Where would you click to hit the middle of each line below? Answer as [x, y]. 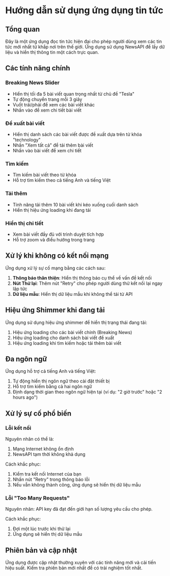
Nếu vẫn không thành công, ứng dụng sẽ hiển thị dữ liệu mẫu [77, 485]
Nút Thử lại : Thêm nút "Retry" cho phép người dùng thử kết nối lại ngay [88, 283]
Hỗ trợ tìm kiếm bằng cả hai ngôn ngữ [52, 387]
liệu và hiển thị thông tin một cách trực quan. [52, 52]
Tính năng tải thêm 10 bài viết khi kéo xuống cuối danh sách [75, 204]
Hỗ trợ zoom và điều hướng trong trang [54, 239]
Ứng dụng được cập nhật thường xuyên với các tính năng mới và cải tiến [81, 563]
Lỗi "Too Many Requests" [38, 498]
